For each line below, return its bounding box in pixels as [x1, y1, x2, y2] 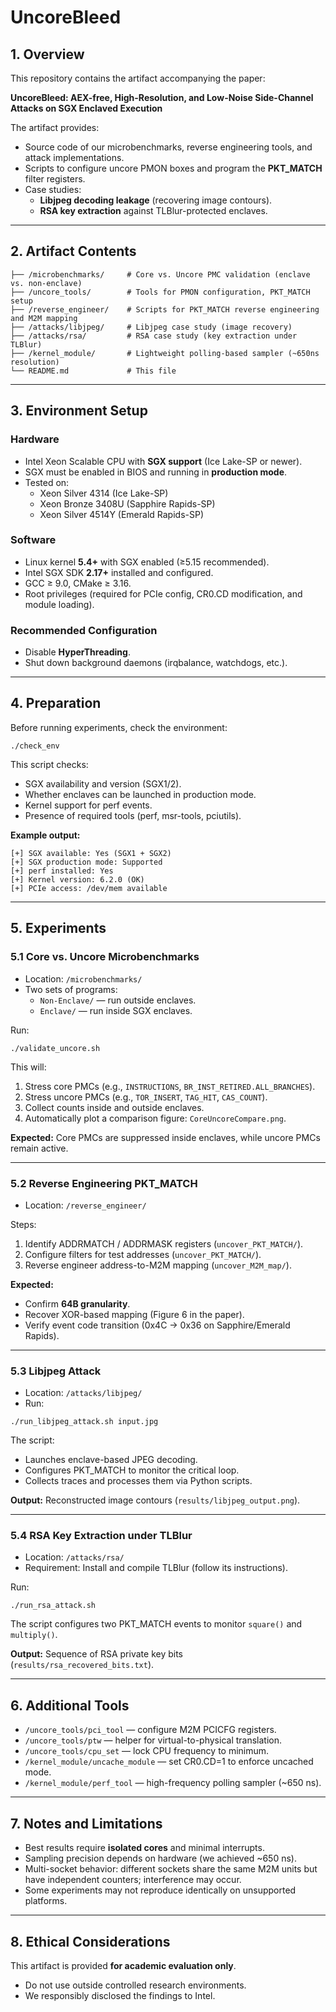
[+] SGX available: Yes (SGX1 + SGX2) [10, 848, 172, 858]
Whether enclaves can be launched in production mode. [24, 788, 257, 800]
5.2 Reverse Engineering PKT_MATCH [10, 1176, 198, 1190]
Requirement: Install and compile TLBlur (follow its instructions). [24, 1562, 288, 1574]
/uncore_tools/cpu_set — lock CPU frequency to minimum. [24, 1745, 270, 1757]
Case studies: [24, 184, 82, 195]
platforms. [24, 1895, 68, 1907]
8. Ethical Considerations [10, 1933, 171, 1950]
